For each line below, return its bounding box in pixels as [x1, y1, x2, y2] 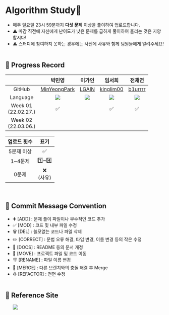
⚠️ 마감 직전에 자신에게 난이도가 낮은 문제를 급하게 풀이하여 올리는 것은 [12, 28, 152, 34]
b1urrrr [128, 86, 146, 93]
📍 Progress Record [5, 61, 65, 69]
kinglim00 [99, 86, 124, 93]
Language [10, 94, 34, 101]
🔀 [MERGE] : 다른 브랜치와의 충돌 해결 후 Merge [12, 264, 108, 271]
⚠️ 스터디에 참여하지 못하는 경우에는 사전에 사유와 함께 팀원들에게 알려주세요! [12, 40, 164, 47]
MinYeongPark [40, 86, 75, 93]
